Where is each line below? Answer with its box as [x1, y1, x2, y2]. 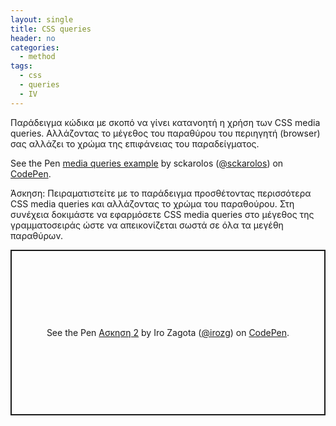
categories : [10, 42, 60, 53]
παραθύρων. [10, 229, 63, 241]
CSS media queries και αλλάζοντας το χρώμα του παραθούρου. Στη [10, 197, 295, 210]
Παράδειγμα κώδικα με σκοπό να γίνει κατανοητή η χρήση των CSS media [10, 116, 321, 128]
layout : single [10, 14, 74, 25]
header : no [10, 33, 56, 43]
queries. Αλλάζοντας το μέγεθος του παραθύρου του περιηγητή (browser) [10, 127, 321, 139]
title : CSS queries [10, 24, 92, 34]
